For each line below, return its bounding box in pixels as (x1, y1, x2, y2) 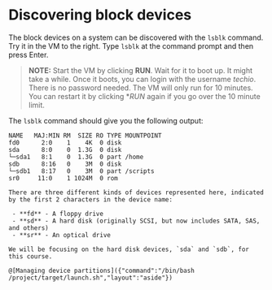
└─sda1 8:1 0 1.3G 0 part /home (8, 153, 144, 161)
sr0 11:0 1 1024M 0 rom (8, 174, 118, 182)
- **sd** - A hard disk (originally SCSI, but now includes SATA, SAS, (11, 217, 261, 225)
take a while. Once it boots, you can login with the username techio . (28, 74, 257, 84)
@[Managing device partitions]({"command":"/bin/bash (8, 266, 195, 275)
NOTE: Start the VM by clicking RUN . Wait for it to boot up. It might (28, 65, 253, 75)
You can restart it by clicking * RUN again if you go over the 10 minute (28, 91, 261, 101)
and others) (8, 223, 49, 232)
